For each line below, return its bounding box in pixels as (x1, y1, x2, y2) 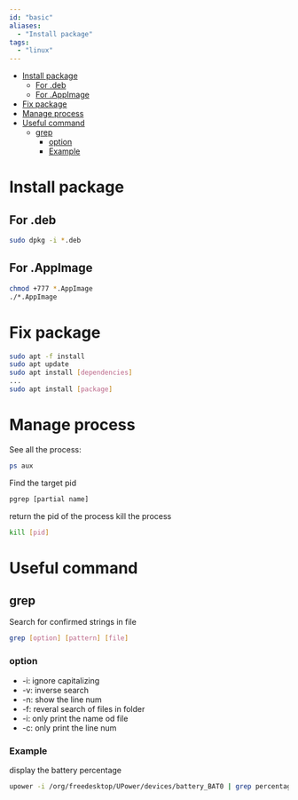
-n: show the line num (21, 694, 102, 705)
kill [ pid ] (9, 528, 50, 537)
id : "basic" (9, 12, 53, 22)
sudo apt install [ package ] (9, 385, 114, 394)
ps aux (9, 461, 34, 470)
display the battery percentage (9, 764, 122, 775)
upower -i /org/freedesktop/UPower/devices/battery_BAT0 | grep (9, 781, 252, 791)
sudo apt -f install (9, 352, 86, 361)
